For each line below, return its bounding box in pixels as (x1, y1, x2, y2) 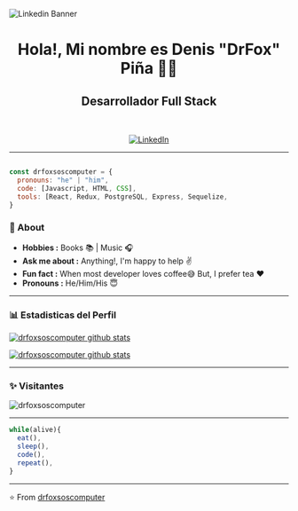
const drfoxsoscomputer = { (9, 168, 114, 177)
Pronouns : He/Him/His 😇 (21, 278, 118, 288)
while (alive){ (9, 426, 62, 435)
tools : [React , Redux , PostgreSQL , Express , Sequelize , (17, 192, 228, 201)
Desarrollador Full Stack (81, 93, 217, 108)
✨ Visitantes (9, 380, 65, 392)
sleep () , (17, 442, 50, 452)
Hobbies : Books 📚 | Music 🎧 (21, 242, 134, 253)
